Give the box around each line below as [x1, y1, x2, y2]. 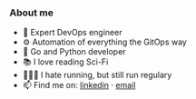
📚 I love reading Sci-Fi [22, 56, 109, 67]
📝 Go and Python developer [22, 46, 126, 57]
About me [9, 6, 54, 19]
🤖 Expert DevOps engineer [22, 27, 122, 38]
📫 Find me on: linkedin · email [22, 80, 136, 91]
